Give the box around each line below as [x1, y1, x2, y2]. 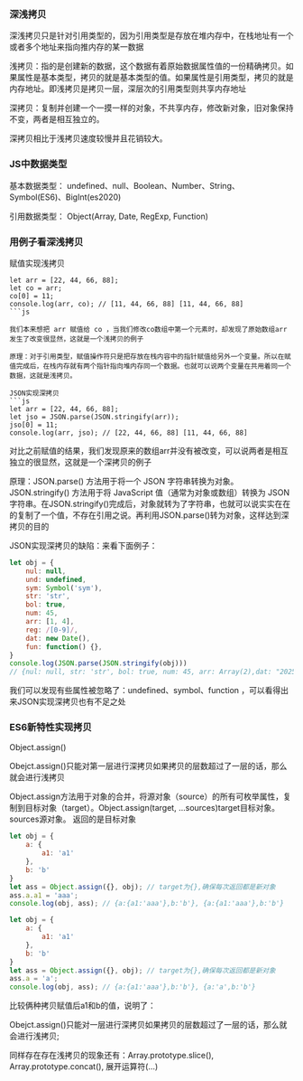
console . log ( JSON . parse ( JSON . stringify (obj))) [9, 659, 188, 668]
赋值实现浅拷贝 [9, 258, 65, 268]
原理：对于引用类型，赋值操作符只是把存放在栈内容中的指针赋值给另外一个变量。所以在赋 [9, 352, 291, 361]
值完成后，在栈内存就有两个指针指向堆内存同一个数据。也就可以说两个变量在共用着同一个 [9, 362, 291, 371]
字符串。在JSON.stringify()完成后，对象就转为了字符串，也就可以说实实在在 [9, 498, 291, 509]
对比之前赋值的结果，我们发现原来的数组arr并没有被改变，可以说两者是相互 [9, 445, 289, 456]
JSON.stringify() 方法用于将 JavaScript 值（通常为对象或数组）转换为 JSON [9, 486, 290, 498]
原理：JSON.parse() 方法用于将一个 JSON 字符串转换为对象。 [9, 475, 239, 486]
